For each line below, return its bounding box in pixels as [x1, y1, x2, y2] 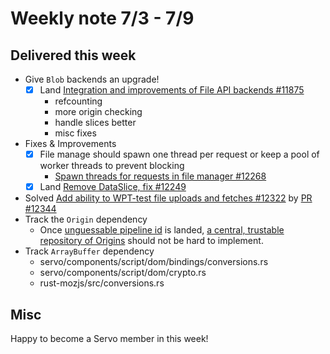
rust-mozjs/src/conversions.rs [39, 277, 165, 289]
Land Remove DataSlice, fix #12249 [39, 181, 187, 193]
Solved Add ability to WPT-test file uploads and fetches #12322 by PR [24, 192, 313, 204]
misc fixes [54, 127, 97, 139]
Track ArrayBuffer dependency [24, 245, 155, 257]
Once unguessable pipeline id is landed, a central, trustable [39, 224, 285, 236]
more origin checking [54, 106, 143, 118]
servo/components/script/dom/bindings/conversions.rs [39, 256, 269, 268]
